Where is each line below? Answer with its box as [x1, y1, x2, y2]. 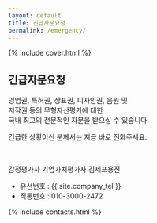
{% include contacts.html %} [8, 207, 102, 217]
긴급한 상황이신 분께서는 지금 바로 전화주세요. [8, 133, 148, 142]
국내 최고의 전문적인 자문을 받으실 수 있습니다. [8, 116, 150, 125]
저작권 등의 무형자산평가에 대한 [8, 106, 104, 115]
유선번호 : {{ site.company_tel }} [19, 182, 121, 191]
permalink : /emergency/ [8, 26, 87, 34]
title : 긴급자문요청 [8, 19, 65, 27]
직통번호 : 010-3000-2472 [19, 191, 103, 201]
